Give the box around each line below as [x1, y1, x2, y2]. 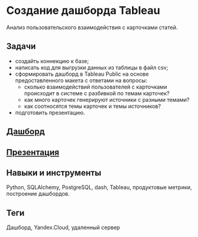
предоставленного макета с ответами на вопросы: [15, 76, 147, 84]
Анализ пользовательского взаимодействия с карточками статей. [6, 24, 178, 31]
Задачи [6, 41, 36, 52]
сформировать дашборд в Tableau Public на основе [15, 70, 150, 78]
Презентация [6, 147, 59, 158]
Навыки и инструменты [6, 167, 102, 178]
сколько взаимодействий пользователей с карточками [24, 83, 168, 90]
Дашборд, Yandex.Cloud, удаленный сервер [6, 224, 120, 231]
